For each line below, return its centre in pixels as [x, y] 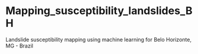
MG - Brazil [20, 46]
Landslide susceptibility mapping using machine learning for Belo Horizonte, [99, 39]
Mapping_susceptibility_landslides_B [99, 11]
